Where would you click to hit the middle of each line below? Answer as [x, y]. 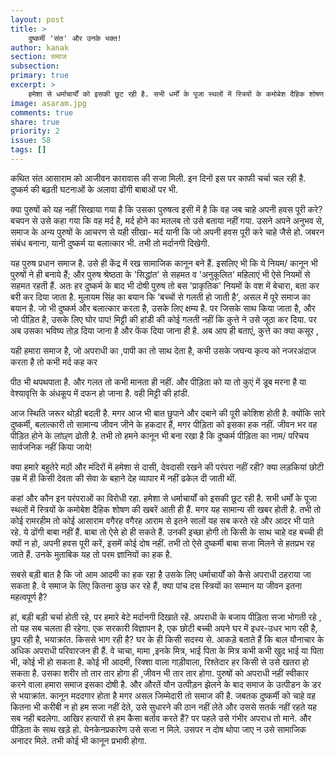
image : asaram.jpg [48, 103]
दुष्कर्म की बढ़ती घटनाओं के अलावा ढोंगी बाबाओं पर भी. [94, 189]
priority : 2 [35, 131]
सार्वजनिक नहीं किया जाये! [51, 447]
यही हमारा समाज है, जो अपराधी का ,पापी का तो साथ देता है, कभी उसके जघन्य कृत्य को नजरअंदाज [163, 350]
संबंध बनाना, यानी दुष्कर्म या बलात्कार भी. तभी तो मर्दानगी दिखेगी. [110, 243]
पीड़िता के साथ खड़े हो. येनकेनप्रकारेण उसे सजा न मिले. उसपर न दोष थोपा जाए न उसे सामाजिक [158, 729]
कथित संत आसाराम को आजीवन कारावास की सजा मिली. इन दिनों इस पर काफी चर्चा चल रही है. [158, 178]
